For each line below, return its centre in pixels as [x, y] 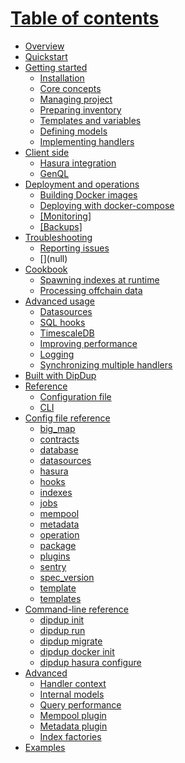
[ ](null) [53, 258]
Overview [44, 46]
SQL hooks [62, 322]
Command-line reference [77, 609]
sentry [53, 566]
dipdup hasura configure [90, 662]
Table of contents [85, 18]
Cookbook [46, 269]
